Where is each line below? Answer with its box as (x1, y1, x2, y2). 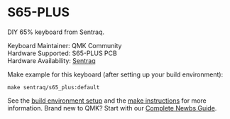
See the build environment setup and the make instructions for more (7, 96, 207, 105)
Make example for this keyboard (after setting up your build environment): (7, 70, 224, 79)
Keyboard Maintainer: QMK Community (7, 41, 122, 50)
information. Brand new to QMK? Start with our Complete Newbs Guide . (7, 103, 217, 112)
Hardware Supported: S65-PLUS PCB (7, 49, 117, 57)
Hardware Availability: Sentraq (7, 56, 96, 64)
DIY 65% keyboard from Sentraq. (7, 28, 105, 36)
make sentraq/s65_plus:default (7, 84, 100, 91)
